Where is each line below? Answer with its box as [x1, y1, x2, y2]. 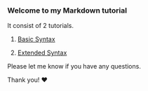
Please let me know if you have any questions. [7, 62, 142, 71]
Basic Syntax [17, 35, 55, 43]
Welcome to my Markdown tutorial [7, 6, 128, 15]
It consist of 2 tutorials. [7, 22, 74, 30]
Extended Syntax [17, 48, 67, 57]
